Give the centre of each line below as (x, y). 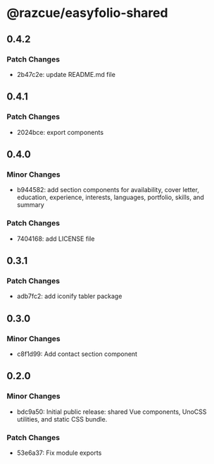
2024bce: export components (60, 132)
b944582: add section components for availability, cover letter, (108, 190)
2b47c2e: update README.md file (66, 74)
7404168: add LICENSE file (56, 239)
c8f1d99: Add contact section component (77, 354)
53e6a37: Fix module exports (59, 453)
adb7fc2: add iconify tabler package (69, 296)
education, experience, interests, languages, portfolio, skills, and (111, 197)
